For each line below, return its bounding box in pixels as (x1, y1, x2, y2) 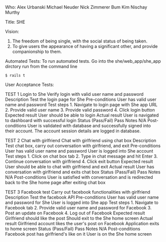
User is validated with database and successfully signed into (27, 123, 151, 128)
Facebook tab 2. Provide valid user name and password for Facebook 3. (5, 205, 152, 210)
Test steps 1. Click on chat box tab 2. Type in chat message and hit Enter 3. (5, 153, 158, 159)
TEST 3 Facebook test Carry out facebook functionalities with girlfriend (5, 189, 151, 195)
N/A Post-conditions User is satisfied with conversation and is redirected (5, 174, 153, 180)
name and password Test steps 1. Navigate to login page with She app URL (5, 102, 158, 108)
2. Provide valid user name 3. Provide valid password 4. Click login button (5, 107, 155, 113)
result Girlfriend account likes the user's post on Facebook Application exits (5, 221, 160, 226)
